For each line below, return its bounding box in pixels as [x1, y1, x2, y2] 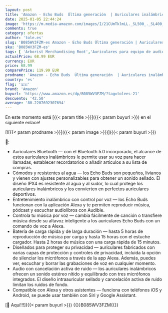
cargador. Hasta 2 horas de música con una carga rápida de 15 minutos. [12, 239, 161, 245]
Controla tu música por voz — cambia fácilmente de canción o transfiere [12, 212, 162, 218]
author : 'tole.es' [5, 36, 43, 41]
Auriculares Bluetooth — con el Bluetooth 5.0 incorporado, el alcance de [12, 149, 161, 155]
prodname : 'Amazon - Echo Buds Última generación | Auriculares [5, 73, 146, 78]
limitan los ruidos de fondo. [12, 281, 69, 288]
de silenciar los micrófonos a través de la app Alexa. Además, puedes [12, 255, 156, 261]
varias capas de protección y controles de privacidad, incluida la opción [12, 250, 161, 256]
